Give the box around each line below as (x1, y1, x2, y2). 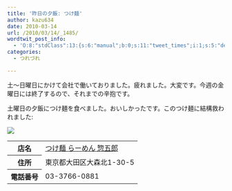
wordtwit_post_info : (7, 36, 67, 43)
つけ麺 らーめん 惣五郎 (45, 143, 119, 152)
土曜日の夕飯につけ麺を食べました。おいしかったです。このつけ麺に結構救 (7, 104, 219, 112)
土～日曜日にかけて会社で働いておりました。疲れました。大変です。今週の (7, 81, 218, 89)
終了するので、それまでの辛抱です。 (30, 89, 134, 97)
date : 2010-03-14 (7, 23, 57, 30)
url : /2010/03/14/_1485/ (7, 29, 79, 37)
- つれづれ (13, 55, 40, 62)
